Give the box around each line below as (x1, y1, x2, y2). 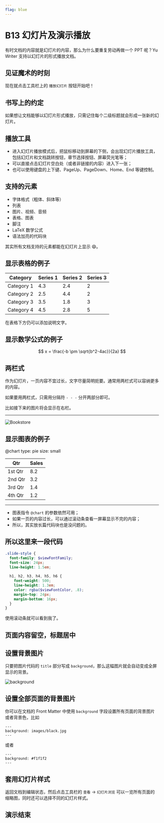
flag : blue (5, 7, 27, 12)
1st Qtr (7, 468, 23, 475)
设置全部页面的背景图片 (5, 694, 76, 703)
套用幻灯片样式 (5, 775, 50, 783)
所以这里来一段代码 (5, 538, 63, 546)
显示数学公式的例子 (5, 335, 63, 344)
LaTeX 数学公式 (12, 227, 43, 233)
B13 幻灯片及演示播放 (5, 30, 91, 41)
